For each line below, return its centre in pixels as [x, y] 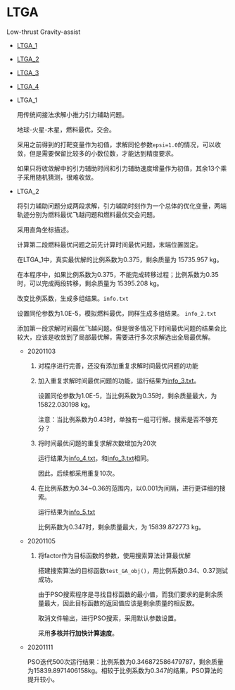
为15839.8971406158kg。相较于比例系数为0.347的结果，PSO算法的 [125, 670]
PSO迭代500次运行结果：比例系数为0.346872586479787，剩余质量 [126, 661]
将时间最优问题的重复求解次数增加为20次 [97, 443]
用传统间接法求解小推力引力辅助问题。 [72, 114]
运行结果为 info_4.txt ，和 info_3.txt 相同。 [95, 458]
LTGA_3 [28, 73]
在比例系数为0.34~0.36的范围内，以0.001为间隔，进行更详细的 [128, 488]
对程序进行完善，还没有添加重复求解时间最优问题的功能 [118, 365]
